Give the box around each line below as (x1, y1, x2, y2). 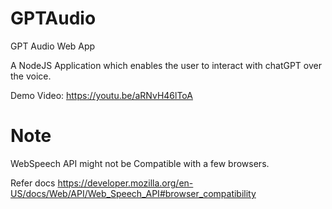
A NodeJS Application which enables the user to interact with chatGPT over (10, 59, 322, 71)
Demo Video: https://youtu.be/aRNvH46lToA (10, 89, 193, 101)
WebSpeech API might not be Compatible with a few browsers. (10, 157, 270, 169)
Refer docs (10, 177, 56, 189)
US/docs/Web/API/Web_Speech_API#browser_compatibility (10, 187, 257, 199)
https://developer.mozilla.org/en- (57, 177, 194, 189)
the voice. (10, 70, 52, 82)
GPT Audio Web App (10, 40, 96, 52)
